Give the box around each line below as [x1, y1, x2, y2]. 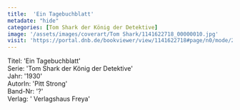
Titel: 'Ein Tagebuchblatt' [7, 56, 81, 65]
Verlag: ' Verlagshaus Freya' [7, 94, 91, 104]
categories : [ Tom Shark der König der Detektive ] [7, 24, 159, 31]
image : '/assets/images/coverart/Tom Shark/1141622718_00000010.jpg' [7, 30, 219, 38]
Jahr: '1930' [7, 72, 43, 81]
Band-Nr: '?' [7, 87, 44, 96]
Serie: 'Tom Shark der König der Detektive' [7, 64, 134, 73]
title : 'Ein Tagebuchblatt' [7, 10, 94, 18]
